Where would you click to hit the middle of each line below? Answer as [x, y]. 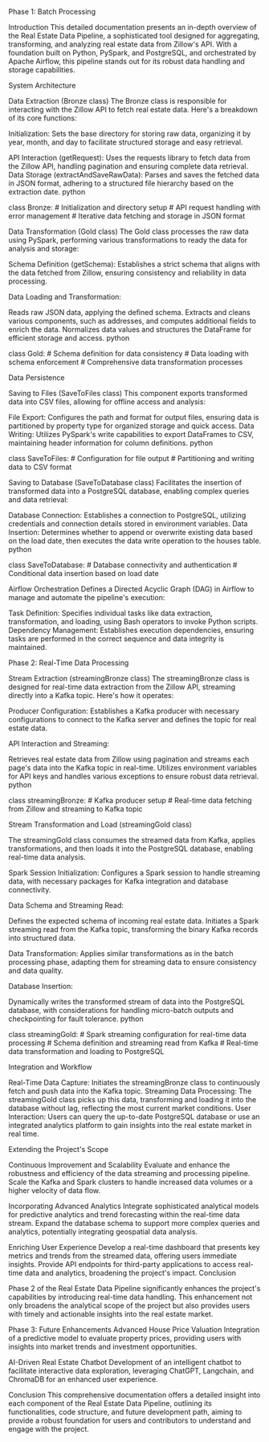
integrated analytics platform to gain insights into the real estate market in [130, 1125]
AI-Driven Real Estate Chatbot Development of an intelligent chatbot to [125, 1362]
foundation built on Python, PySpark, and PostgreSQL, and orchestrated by [132, 53]
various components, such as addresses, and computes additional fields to [132, 321]
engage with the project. [49, 1429]
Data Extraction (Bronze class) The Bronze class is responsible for [118, 101]
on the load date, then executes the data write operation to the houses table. [135, 541]
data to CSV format [40, 467]
